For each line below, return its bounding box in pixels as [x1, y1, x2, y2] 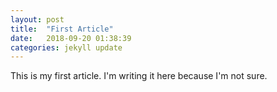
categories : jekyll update [10, 42, 123, 53]
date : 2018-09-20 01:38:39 [10, 33, 132, 43]
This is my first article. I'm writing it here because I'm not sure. [10, 70, 268, 82]
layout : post [10, 14, 65, 25]
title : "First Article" [10, 24, 114, 34]
